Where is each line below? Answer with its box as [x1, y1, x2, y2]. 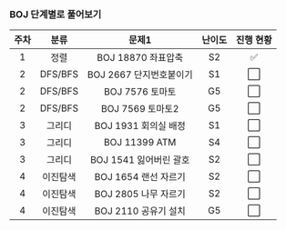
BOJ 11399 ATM [103, 136, 177, 149]
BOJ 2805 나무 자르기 [94, 188, 187, 201]
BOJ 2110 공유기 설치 [94, 205, 187, 217]
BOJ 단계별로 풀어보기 [9, 7, 102, 20]
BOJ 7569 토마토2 [100, 103, 179, 115]
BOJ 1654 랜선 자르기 [94, 171, 187, 184]
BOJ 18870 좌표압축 [97, 52, 184, 65]
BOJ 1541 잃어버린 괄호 [89, 154, 190, 166]
